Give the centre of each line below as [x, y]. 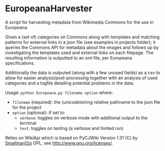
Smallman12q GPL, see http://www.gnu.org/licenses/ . [59, 143]
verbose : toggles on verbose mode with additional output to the [83, 118]
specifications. [20, 63]
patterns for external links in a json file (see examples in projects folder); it [80, 42]
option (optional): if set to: [39, 112]
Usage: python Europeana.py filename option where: [59, 92]
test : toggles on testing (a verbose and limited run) [72, 128]
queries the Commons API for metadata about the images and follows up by [82, 47]
